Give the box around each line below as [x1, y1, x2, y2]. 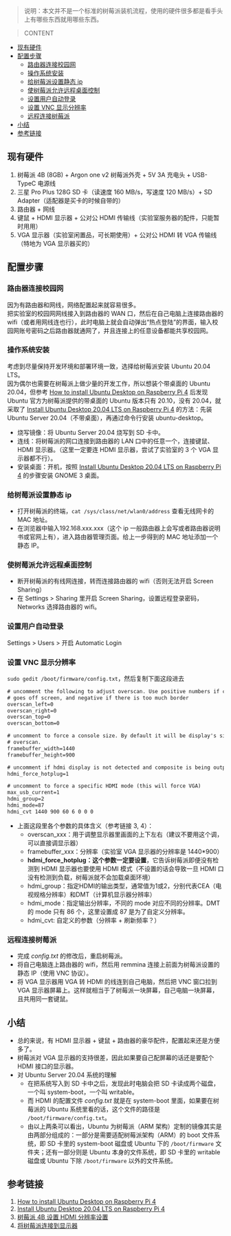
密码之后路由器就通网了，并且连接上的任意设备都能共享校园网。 [30, 326, 212, 335]
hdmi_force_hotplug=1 [7, 770, 69, 777]
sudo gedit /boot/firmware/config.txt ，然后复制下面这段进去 [7, 674, 184, 682]
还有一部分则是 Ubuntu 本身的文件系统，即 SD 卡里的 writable [45, 1147, 221, 1156]
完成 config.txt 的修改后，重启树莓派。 [16, 952, 126, 960]
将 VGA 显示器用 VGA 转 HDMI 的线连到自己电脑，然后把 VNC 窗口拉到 [16, 978, 218, 986]
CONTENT [23, 29, 54, 37]
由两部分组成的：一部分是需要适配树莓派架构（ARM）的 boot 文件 [27, 1130, 214, 1139]
